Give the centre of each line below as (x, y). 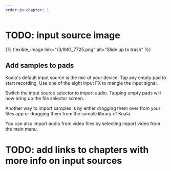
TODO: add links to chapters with (77, 150)
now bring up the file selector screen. (45, 99)
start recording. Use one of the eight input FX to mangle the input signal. (82, 83)
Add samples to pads (40, 65)
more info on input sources (64, 161)
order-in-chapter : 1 (27, 10)
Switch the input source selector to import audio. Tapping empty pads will (83, 93)
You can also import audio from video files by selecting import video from (83, 124)
